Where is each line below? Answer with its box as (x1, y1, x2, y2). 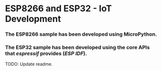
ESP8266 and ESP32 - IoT (5, 3, 112, 14)
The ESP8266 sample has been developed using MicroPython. (5, 31, 157, 38)
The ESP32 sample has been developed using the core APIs (5, 44, 150, 51)
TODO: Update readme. (5, 61, 53, 67)
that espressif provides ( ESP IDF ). (5, 50, 87, 57)
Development (5, 13, 61, 24)
